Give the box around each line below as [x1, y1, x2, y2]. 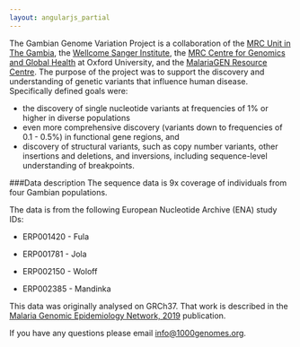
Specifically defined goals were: [9, 85, 128, 96]
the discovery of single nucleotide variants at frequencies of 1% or [22, 102, 269, 113]
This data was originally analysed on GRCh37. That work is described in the [9, 300, 289, 311]
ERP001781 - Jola [22, 248, 87, 259]
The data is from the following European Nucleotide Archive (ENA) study [9, 204, 278, 215]
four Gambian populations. [9, 187, 108, 197]
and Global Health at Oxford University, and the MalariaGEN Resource [9, 56, 268, 67]
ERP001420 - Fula [22, 230, 90, 242]
